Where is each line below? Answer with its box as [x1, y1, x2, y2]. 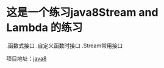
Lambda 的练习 [6, 21, 83, 35]
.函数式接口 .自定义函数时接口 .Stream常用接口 [6, 42, 123, 49]
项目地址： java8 [6, 55, 47, 62]
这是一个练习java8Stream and [6, 5, 159, 19]
